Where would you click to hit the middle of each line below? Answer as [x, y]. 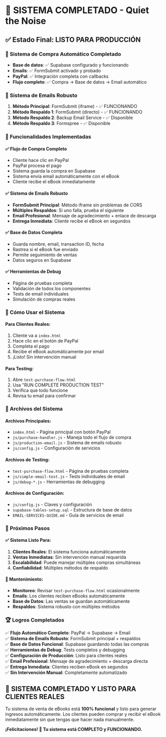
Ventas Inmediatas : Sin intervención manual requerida [69, 557]
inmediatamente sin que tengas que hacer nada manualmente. [70, 720]
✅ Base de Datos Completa [34, 233]
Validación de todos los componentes [52, 288]
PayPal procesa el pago [37, 165]
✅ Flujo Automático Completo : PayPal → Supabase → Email [68, 633]
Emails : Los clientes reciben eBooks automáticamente [69, 596]
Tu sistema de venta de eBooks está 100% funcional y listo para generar [81, 709]
